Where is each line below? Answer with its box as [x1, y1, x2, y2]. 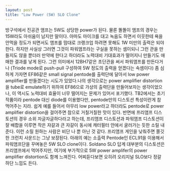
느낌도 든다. [14, 160, 38, 166]
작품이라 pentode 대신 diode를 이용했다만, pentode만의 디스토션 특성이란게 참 [5, 96, 161, 102]
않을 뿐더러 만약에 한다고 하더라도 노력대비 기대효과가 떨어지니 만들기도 [18, 52, 160, 58]
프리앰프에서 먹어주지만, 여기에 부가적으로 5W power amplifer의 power [5, 147, 148, 153]
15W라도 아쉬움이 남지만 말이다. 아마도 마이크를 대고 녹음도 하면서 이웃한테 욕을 [5, 33, 163, 39]
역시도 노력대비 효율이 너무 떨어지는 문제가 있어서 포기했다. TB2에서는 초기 [17, 90, 165, 96]
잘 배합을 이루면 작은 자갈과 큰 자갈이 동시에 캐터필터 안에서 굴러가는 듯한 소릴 [5, 122, 160, 128]
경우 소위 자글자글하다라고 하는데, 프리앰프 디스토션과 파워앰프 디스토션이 [18, 115, 164, 122]
